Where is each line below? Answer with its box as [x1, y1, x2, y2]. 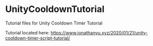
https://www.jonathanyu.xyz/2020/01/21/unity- [50, 29, 148, 35]
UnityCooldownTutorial [5, 3, 105, 15]
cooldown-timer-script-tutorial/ [5, 35, 70, 41]
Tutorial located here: [5, 29, 49, 35]
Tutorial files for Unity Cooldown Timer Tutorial [5, 20, 103, 26]
